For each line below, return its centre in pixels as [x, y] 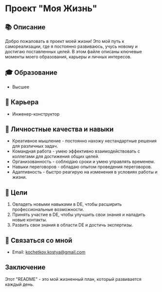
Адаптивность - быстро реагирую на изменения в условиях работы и [85, 172]
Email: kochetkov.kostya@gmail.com [49, 252]
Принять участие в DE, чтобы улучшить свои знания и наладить [79, 214]
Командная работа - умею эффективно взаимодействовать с [76, 151]
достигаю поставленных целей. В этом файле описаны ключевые [73, 51]
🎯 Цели [16, 192]
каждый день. [19, 284]
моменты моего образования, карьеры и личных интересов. [68, 57]
